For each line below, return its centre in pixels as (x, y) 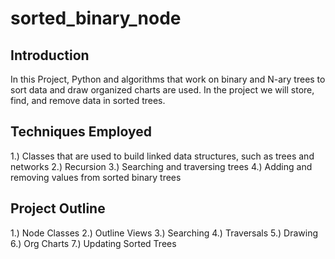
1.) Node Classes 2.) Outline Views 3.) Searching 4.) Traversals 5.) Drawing (164, 233)
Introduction (50, 55)
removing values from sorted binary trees (96, 177)
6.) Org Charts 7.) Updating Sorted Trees (93, 243)
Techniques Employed (81, 132)
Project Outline (58, 208)
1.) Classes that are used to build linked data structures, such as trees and (162, 156)
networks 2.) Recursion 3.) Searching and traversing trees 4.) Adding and (161, 166)
